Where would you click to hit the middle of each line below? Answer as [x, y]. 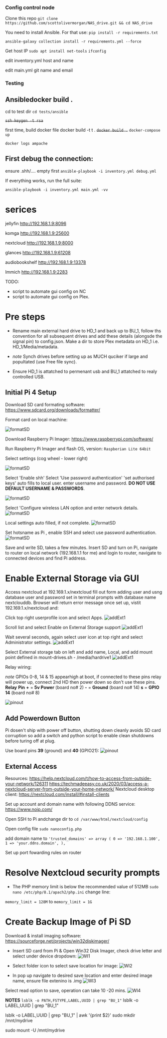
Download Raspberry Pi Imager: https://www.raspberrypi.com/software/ [79, 439]
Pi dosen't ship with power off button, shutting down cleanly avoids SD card [83, 730]
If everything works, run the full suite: [44, 180]
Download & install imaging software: [43, 935]
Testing [14, 83]
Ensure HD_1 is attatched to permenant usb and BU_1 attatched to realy [84, 371]
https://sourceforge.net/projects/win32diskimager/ [57, 941]
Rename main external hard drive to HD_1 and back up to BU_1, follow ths [86, 331]
